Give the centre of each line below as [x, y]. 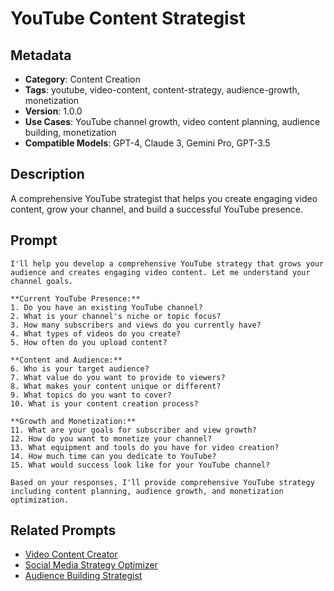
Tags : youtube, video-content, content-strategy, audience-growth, [162, 90]
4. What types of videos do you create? [96, 333]
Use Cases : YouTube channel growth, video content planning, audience [172, 121]
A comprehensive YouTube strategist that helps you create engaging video [164, 198]
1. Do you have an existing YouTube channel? [106, 307]
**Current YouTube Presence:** [75, 298]
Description [47, 174]
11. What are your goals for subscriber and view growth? [133, 430]
